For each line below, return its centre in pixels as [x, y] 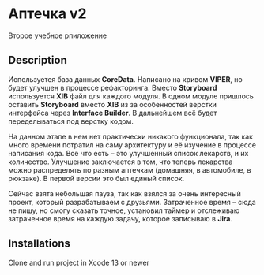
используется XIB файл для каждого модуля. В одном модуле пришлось [131, 96]
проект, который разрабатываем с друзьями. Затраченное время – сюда [132, 202]
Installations [40, 244]
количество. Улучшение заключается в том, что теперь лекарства [121, 162]
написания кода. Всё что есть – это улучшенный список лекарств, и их [128, 153]
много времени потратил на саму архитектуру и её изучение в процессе [132, 145]
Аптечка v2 [47, 14]
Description [38, 60]
